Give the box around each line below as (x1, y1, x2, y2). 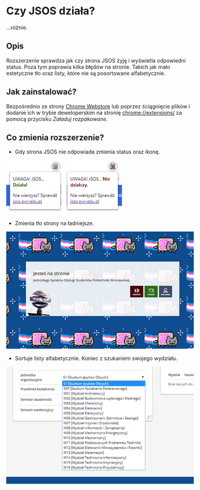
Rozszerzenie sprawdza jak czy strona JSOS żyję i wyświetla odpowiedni (6, 57, 186, 64)
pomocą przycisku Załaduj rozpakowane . (6, 115, 108, 123)
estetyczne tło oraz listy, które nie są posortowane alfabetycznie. (6, 70, 166, 77)
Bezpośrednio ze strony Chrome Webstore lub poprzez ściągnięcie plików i (6, 102, 190, 110)
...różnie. (6, 24, 28, 31)
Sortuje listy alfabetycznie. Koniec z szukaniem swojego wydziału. (14, 355, 177, 362)
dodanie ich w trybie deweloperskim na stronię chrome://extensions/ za (6, 109, 183, 116)
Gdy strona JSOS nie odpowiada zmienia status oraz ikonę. (14, 148, 161, 155)
